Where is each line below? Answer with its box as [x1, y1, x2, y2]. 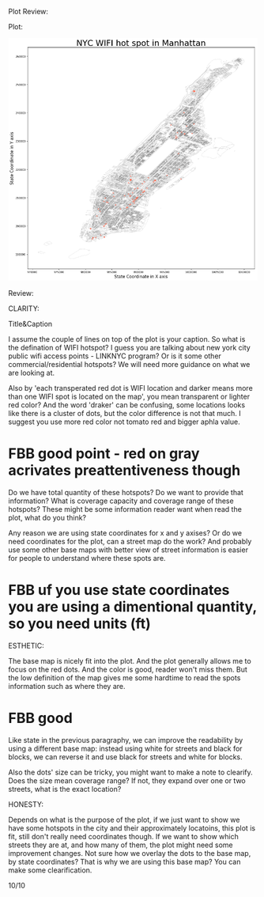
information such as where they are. [8, 681, 126, 691]
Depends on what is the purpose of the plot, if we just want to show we [8, 815, 240, 824]
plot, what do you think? [8, 513, 87, 522]
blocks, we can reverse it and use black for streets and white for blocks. [8, 751, 243, 762]
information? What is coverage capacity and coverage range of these [8, 496, 235, 505]
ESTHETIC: [8, 641, 45, 650]
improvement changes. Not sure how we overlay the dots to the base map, [8, 848, 251, 857]
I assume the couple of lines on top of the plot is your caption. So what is [8, 334, 246, 343]
